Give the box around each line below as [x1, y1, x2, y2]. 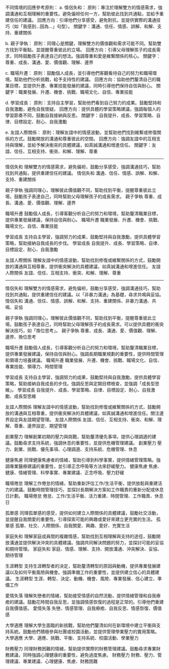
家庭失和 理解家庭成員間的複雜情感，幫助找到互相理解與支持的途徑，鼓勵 [5, 533, 156, 539]
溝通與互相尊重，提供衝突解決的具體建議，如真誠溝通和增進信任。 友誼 [14, 264, 161, 269]
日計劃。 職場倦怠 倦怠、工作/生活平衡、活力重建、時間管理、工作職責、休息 [5, 493, 163, 499]
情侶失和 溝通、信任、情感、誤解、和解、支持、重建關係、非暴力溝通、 [5, 298, 152, 304]
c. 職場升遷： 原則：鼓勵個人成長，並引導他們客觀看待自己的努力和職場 [5, 70, 152, 76]
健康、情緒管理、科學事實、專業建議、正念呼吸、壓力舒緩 [5, 470, 124, 476]
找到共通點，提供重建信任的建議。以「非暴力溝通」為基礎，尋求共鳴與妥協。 [5, 292, 164, 297]
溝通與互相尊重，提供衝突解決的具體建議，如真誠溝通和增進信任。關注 [14, 410, 159, 416]
